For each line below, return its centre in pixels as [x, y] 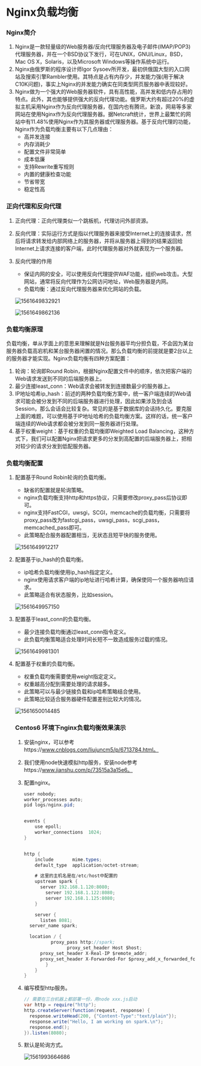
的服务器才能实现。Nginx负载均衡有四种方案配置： [68, 358]
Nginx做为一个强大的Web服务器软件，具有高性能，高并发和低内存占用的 [104, 92]
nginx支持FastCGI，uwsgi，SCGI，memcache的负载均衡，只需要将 [107, 513]
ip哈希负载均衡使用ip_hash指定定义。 [70, 572]
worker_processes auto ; [54, 799]
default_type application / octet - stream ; [87, 865]
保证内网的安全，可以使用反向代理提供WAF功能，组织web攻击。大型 [108, 274]
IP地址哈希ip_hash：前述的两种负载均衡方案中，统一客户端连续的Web [100, 394]
